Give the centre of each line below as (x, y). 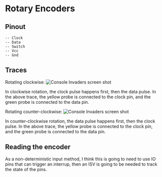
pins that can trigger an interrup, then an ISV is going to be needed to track (81, 164)
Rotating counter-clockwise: (34, 112)
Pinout (16, 27)
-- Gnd (12, 55)
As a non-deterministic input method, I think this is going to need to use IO (81, 159)
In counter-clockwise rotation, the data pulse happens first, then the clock (80, 121)
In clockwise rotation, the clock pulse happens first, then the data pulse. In (81, 91)
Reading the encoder (38, 147)
